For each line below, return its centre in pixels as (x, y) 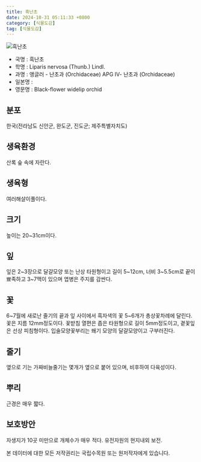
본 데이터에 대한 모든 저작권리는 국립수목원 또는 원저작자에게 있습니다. (88, 453)
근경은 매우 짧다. (26, 404)
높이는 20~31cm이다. (32, 235)
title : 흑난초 (22, 12)
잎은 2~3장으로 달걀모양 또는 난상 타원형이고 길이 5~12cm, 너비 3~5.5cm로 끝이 (101, 272)
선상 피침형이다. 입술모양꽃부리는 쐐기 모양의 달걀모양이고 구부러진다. (94, 331)
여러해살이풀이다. (26, 199)
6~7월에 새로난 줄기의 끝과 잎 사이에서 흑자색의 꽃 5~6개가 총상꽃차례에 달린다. (99, 316)
